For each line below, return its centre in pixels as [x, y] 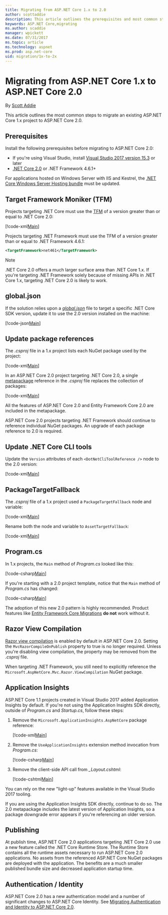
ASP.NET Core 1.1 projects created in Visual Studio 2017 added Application [82, 699]
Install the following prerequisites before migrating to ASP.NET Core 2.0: [79, 148]
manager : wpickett [24, 33]
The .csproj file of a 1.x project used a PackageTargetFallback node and [78, 502]
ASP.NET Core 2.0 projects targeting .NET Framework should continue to [80, 420]
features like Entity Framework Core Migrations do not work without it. [77, 613]
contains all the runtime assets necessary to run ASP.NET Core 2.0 [74, 852]
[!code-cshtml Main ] [33, 779]
